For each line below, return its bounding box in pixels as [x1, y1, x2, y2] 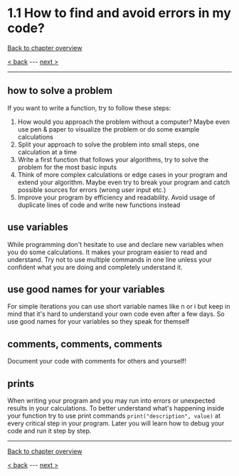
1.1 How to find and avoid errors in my [7, 5, 231, 21]
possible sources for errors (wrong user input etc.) [17, 185, 166, 194]
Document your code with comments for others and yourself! [7, 357, 187, 366]
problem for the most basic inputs [17, 162, 117, 171]
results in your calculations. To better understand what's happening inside [7, 404, 225, 412]
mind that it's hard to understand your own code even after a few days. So [7, 310, 225, 318]
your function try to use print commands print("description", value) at [7, 411, 221, 420]
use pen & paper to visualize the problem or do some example [17, 125, 200, 133]
